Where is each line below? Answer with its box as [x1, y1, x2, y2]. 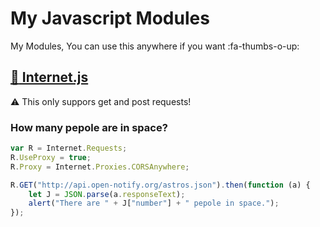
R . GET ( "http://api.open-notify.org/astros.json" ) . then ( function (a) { [10, 180, 311, 190]
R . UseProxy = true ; [10, 152, 92, 162]
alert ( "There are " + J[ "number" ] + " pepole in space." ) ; [28, 198, 280, 209]
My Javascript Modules [10, 7, 210, 30]
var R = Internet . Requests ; [10, 143, 128, 154]
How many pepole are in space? [10, 120, 168, 134]
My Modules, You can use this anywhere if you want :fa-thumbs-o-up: [10, 40, 300, 52]
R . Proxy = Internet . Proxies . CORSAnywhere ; [10, 162, 190, 172]
